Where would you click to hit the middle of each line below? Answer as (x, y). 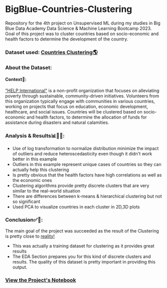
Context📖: (16, 79)
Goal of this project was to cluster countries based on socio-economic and (82, 33)
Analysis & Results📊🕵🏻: (35, 135)
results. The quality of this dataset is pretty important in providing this (84, 261)
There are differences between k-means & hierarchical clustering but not (87, 196)
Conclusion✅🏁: (24, 220)
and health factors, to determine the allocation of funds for (87, 117)
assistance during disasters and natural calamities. (57, 122)
